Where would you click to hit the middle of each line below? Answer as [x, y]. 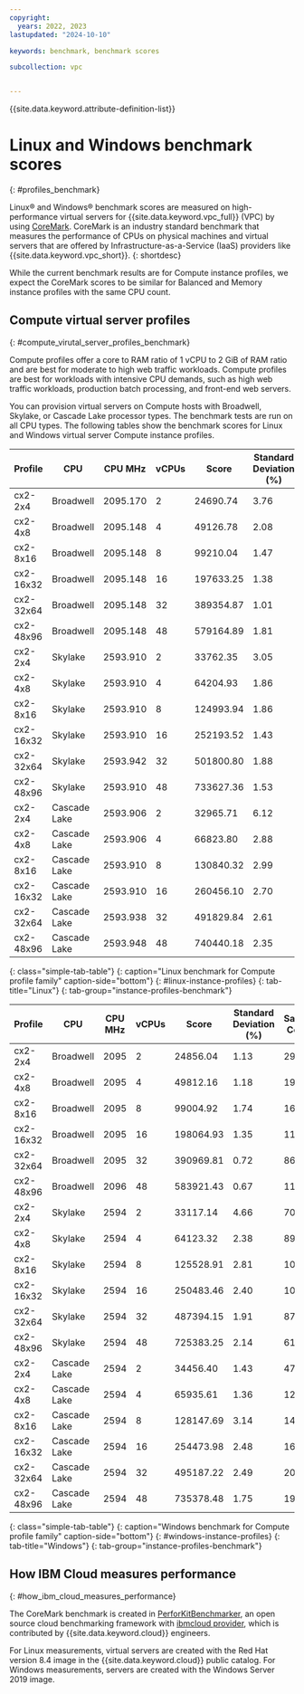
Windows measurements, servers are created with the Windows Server [142, 1670]
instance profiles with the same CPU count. [90, 292]
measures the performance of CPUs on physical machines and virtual [139, 236]
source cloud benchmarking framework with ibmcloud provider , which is [144, 1623]
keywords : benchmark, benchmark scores [85, 51]
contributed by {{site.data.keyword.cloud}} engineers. [110, 1632]
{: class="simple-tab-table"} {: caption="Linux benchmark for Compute [142, 971]
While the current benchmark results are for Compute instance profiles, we [149, 273]
